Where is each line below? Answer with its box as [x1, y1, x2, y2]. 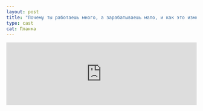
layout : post [6, 8, 39, 15]
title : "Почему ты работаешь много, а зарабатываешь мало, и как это [6, 14, 185, 21]
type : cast [6, 20, 34, 26]
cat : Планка [6, 25, 36, 32]
